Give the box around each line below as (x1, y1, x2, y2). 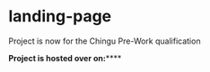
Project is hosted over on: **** (8, 52, 122, 63)
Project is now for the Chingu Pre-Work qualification (8, 36, 201, 46)
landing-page (8, 6, 112, 27)
